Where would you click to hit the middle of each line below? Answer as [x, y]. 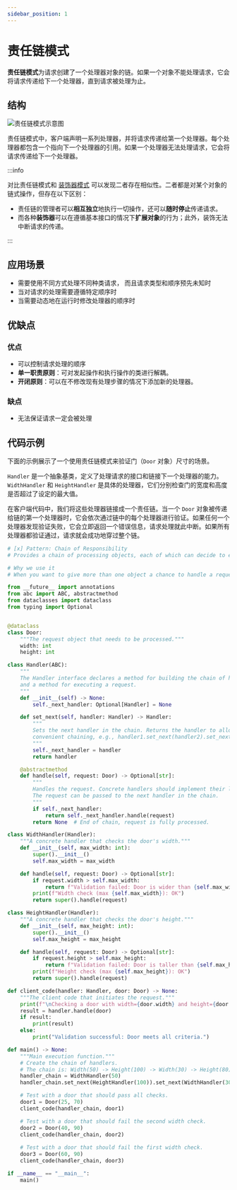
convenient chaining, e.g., [74, 737]
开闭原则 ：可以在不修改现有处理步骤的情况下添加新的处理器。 [107, 381]
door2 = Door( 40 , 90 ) [51, 1128]
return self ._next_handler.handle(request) [110, 815]
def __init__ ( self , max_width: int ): [75, 848]
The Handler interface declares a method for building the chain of [123, 678]
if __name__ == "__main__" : [49, 1173]
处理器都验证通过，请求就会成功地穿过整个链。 [75, 535]
